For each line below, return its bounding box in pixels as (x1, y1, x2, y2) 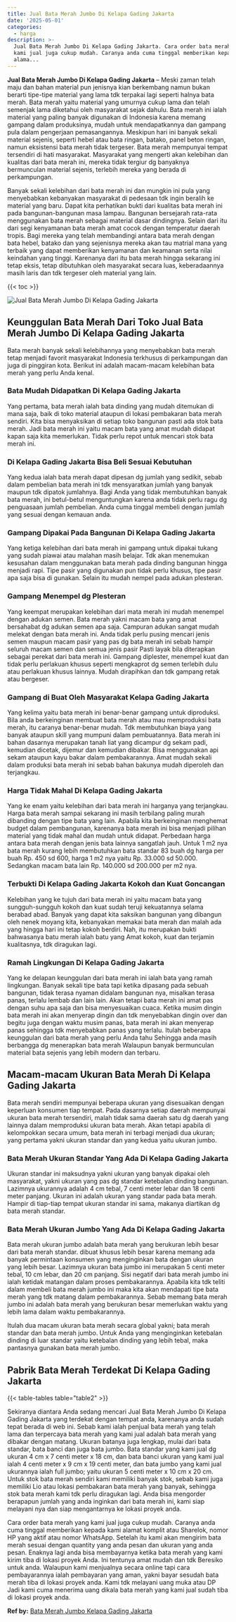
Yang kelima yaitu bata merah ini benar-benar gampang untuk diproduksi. (7, 708, 220, 717)
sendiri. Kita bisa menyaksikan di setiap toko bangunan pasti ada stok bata (7, 417, 223, 425)
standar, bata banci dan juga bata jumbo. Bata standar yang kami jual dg (7, 1445, 216, 1454)
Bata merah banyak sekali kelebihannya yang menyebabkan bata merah (7, 346, 216, 354)
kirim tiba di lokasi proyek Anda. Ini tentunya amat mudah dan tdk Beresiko (7, 1556, 223, 1564)
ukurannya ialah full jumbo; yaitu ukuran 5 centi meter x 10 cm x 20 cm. (7, 1467, 214, 1476)
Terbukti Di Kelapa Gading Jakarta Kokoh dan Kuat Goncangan (7, 879, 225, 889)
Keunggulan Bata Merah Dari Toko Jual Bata (7, 316, 204, 328)
